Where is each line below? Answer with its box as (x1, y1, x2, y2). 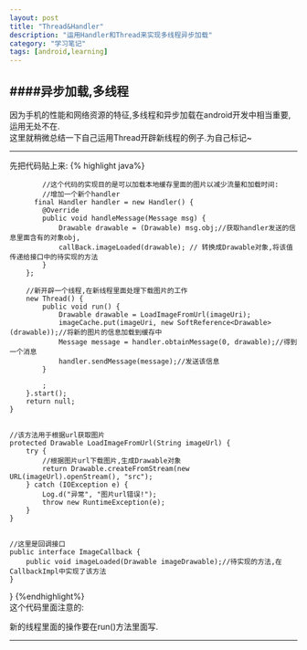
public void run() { (42, 302, 121, 311)
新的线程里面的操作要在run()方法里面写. (9, 621, 159, 632)
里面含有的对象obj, (16, 233, 80, 242)
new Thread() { (26, 294, 84, 303)
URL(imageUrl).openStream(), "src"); (9, 472, 153, 481)
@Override (42, 205, 79, 215)
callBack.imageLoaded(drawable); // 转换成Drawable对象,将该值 (58, 243, 294, 252)
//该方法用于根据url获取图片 (9, 430, 105, 439)
